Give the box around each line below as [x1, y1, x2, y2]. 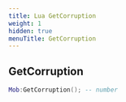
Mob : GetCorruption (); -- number [8, 86, 118, 94]
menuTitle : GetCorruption [8, 34, 96, 43]
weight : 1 [8, 19, 42, 28]
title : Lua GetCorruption [8, 11, 96, 20]
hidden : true [8, 27, 53, 35]
